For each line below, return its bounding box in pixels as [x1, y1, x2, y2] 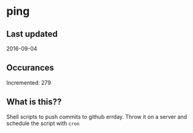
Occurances [6, 63, 55, 73]
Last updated [6, 29, 58, 39]
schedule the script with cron [6, 120, 80, 127]
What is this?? [6, 97, 62, 107]
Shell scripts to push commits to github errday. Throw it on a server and [6, 113, 187, 120]
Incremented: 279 [6, 78, 51, 86]
